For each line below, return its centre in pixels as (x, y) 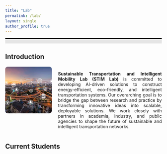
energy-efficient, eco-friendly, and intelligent (110, 89)
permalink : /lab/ (23, 16)
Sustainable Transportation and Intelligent (110, 74)
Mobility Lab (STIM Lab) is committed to (110, 79)
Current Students (33, 147)
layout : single (21, 21)
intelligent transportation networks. (94, 126)
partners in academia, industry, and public (110, 116)
